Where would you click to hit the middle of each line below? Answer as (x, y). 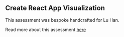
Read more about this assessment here (46, 30)
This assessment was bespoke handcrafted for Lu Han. (62, 20)
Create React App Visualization (55, 8)
